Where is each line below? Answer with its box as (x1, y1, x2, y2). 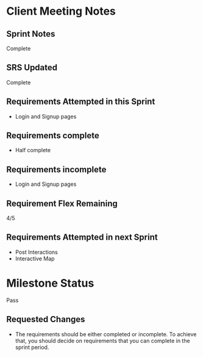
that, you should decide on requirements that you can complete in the (15, 337, 190, 344)
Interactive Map (15, 255, 55, 262)
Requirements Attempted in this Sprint (6, 97, 155, 107)
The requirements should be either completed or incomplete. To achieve (15, 330, 197, 337)
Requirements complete (6, 130, 99, 141)
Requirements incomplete (6, 164, 107, 175)
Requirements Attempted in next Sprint (6, 232, 158, 243)
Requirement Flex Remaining (6, 198, 118, 208)
